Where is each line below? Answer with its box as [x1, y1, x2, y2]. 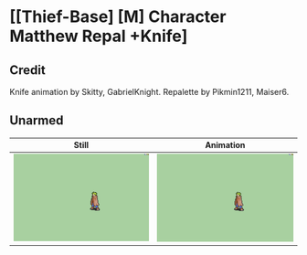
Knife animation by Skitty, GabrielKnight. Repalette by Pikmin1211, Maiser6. [9, 87, 290, 97]
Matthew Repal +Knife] [9, 26, 188, 47]
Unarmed [9, 112, 64, 129]
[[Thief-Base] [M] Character [9, 6, 227, 27]
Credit [9, 62, 46, 78]
